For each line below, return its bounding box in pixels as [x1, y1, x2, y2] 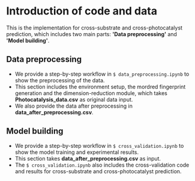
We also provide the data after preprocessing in [14, 102, 133, 109]
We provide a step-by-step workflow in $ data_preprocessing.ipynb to [14, 70, 190, 78]
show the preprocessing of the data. [14, 76, 105, 84]
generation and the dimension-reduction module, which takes [14, 89, 168, 97]
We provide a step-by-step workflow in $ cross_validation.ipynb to [14, 142, 184, 149]
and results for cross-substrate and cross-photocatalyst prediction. [14, 167, 182, 175]
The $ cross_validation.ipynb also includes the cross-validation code [14, 161, 190, 168]
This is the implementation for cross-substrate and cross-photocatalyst [6, 24, 183, 31]
